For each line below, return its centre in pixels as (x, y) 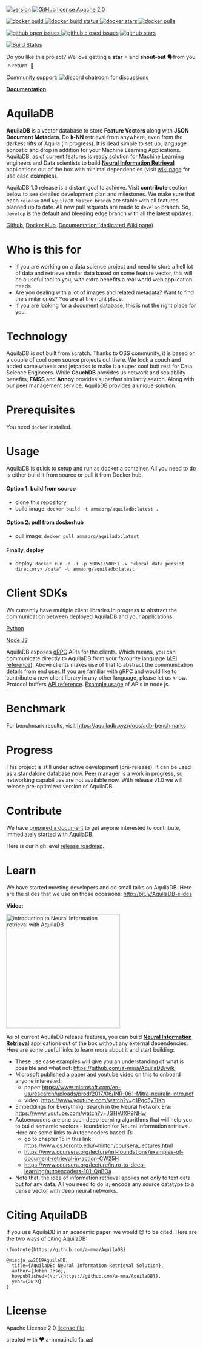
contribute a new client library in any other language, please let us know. (97, 678)
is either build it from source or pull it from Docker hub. (75, 475)
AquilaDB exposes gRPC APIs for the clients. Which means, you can (91, 652)
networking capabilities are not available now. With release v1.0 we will (95, 780)
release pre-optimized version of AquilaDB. (60, 787)
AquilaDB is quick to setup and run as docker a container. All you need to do (101, 468)
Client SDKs (37, 593)
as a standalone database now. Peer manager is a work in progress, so (95, 774)
